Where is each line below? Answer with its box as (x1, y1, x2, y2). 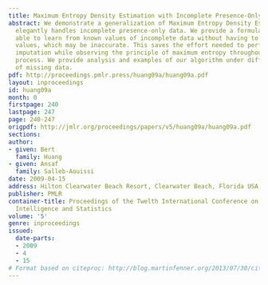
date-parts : (15, 235, 56, 243)
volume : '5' (8, 212, 48, 220)
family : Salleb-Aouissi (15, 168, 94, 176)
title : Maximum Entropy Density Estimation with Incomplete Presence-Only (8, 11, 262, 20)
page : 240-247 (8, 116, 56, 124)
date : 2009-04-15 (8, 175, 66, 184)
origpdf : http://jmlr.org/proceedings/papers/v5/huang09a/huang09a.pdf (8, 123, 251, 131)
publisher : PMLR (8, 189, 62, 198)
